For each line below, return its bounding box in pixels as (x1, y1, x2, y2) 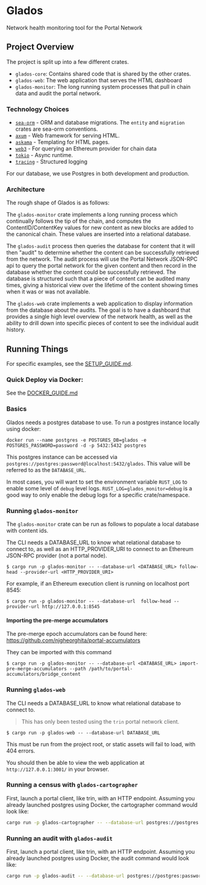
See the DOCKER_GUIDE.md (6, 389, 78, 396)
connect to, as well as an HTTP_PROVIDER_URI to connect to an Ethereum (6, 546, 194, 553)
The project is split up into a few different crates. (6, 58, 129, 65)
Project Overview (6, 42, 74, 52)
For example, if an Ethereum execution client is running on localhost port (6, 580, 190, 587)
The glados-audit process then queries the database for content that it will (6, 242, 195, 250)
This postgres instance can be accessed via (6, 453, 118, 460)
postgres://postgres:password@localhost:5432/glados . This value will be (6, 460, 191, 467)
